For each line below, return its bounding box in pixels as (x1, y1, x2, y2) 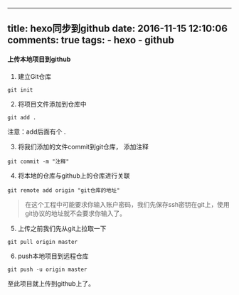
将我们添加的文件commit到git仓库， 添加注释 (17, 142, 149, 151)
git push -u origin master (7, 266, 87, 273)
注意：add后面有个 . (7, 127, 66, 136)
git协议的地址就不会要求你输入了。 (24, 209, 127, 218)
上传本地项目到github (7, 55, 71, 63)
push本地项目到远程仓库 (17, 252, 89, 260)
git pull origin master (7, 238, 78, 245)
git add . (7, 114, 37, 121)
